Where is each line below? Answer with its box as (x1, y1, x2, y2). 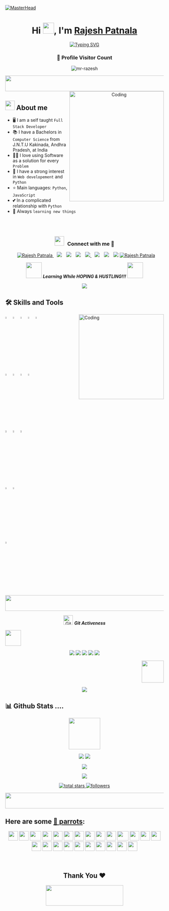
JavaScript (12, 193, 36, 198)
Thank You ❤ (63, 871, 106, 880)
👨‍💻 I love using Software (12, 153, 64, 159)
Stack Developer (12, 124, 47, 129)
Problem (12, 164, 29, 169)
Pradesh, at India (12, 147, 48, 153)
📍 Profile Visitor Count (57, 54, 112, 61)
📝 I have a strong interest (12, 169, 64, 175)
